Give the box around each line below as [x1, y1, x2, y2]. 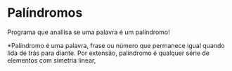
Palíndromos [7, 5, 83, 21]
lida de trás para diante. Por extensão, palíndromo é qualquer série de [7, 49, 210, 57]
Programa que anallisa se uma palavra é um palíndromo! [7, 28, 170, 36]
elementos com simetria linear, [7, 56, 96, 64]
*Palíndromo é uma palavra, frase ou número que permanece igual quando [7, 41, 225, 49]
